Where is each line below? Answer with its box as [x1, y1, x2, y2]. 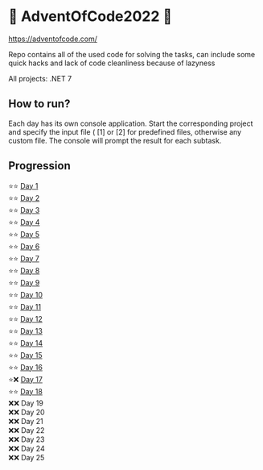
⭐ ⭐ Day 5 [8, 229, 40, 239]
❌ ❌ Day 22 [8, 425, 45, 435]
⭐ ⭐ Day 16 [8, 362, 43, 372]
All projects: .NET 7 [8, 73, 72, 83]
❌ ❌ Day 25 [8, 452, 45, 462]
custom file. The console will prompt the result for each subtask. [8, 135, 222, 145]
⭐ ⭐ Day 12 [8, 314, 43, 323]
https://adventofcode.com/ [8, 34, 98, 44]
